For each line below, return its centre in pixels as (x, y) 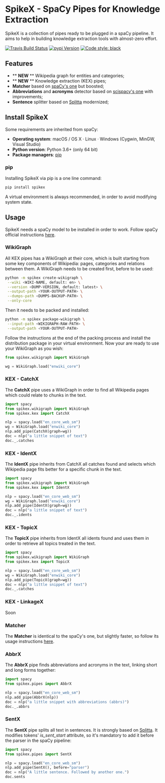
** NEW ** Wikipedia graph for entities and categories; (68, 76)
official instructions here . (30, 235)
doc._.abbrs (17, 706)
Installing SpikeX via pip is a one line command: (54, 178)
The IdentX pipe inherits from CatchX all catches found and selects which (80, 464)
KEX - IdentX (21, 453)
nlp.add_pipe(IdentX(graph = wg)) (38, 506)
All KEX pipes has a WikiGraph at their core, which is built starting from (77, 258)
